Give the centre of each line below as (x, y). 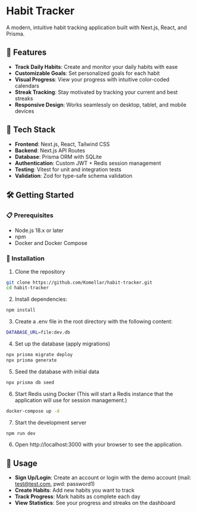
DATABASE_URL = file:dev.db (38, 332)
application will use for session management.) (71, 400)
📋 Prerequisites (30, 215)
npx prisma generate (32, 360)
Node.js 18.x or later (39, 231)
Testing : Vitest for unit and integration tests (68, 169)
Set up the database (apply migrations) (63, 344)
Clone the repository (40, 271)
